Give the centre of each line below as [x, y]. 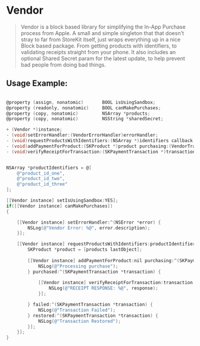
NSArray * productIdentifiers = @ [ [49, 168]
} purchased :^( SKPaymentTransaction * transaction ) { [94, 272]
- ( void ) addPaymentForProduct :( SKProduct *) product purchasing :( [89, 146]
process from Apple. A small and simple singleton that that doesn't [102, 33]
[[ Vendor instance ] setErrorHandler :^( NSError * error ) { [89, 222]
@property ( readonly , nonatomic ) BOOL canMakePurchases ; [84, 108]
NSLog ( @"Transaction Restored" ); [79, 321]
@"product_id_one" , [41, 173]
